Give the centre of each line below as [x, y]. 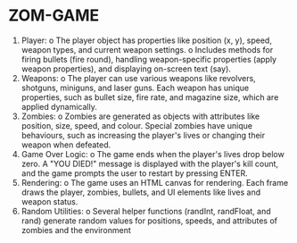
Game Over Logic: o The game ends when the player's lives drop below [153, 154]
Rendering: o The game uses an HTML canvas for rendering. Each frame [155, 182]
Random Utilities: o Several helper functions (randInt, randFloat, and [146, 211]
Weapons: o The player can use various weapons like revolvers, [138, 78]
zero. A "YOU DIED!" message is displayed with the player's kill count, [149, 163]
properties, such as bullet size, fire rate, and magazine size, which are [150, 97]
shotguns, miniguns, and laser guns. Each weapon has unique [135, 88]
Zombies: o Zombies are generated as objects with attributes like [140, 116]
